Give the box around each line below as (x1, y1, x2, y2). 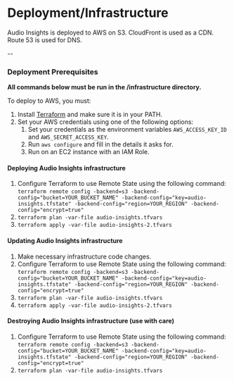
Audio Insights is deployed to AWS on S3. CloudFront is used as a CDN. (7, 28, 214, 37)
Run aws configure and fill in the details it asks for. (27, 140, 174, 149)
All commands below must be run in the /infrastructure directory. (7, 83, 202, 92)
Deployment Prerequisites (7, 67, 98, 77)
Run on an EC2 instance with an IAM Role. (27, 148, 150, 156)
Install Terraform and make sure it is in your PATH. (17, 111, 163, 119)
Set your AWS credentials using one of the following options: (17, 118, 194, 126)
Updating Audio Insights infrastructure (7, 237, 123, 245)
